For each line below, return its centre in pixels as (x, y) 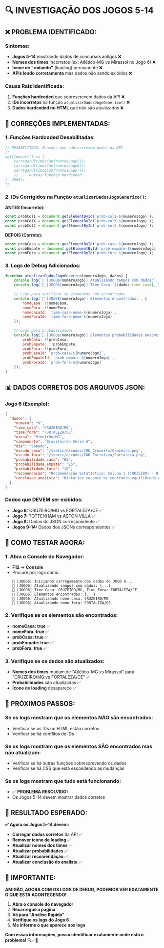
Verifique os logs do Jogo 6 (41, 920)
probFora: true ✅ (30, 648)
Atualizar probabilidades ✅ (40, 851)
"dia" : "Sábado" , (31, 446)
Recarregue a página (34, 909)
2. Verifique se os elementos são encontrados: (61, 615)
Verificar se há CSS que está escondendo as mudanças (68, 768)
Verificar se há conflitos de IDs (43, 734)
